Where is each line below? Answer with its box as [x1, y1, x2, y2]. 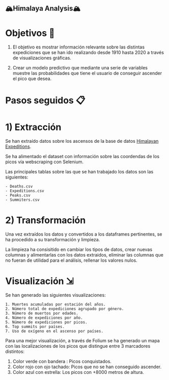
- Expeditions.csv [5, 188, 44, 194]
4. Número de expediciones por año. [5, 315, 83, 320]
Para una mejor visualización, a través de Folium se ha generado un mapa [5, 338, 160, 344]
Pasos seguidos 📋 [5, 94, 86, 106]
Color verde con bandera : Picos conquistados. [12, 359, 112, 365]
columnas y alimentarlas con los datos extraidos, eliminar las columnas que [5, 252, 164, 258]
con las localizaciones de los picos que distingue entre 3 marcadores [5, 343, 151, 349]
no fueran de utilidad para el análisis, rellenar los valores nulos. [5, 257, 137, 264]
